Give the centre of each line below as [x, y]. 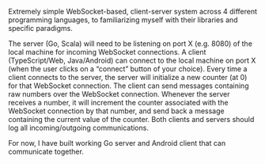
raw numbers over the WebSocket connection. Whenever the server [119, 94]
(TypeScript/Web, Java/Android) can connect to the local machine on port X [132, 60]
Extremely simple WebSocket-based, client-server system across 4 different [133, 11]
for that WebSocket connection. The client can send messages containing [129, 86]
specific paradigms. [40, 28]
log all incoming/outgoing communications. [78, 128]
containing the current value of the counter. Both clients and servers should [131, 119]
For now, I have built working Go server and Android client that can [117, 143]
